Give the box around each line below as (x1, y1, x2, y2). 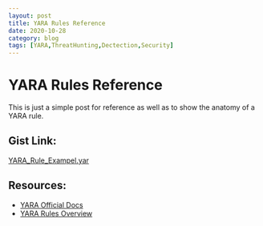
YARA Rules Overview (19, 208, 93, 218)
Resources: (8, 179, 67, 192)
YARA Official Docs (19, 200, 83, 209)
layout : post (8, 11, 52, 20)
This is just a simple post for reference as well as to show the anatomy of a (8, 103, 255, 112)
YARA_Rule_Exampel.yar (8, 155, 90, 165)
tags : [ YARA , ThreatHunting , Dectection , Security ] (8, 42, 174, 50)
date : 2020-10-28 (8, 26, 67, 34)
